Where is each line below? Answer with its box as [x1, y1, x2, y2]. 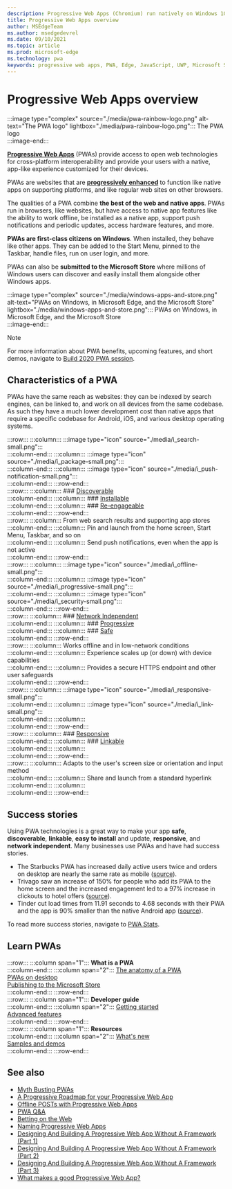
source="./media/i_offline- [123, 560, 198, 569]
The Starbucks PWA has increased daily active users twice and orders [17, 863, 217, 871]
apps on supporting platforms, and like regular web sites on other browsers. [7, 185, 223, 194]
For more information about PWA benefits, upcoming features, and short [7, 347, 213, 355]
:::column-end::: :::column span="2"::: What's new [7, 1032, 150, 1040]
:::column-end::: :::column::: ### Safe [7, 627, 114, 635]
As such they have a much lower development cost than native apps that [7, 407, 214, 415]
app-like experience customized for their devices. [7, 164, 148, 173]
